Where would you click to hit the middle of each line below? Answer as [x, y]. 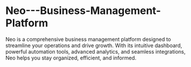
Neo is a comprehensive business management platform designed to [88, 39]
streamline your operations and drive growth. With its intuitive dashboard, [94, 45]
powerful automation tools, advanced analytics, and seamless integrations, [95, 51]
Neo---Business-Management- [83, 11]
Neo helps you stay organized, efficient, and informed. [71, 58]
